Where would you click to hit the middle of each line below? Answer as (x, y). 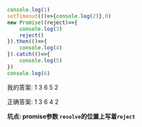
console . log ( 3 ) (41, 29)
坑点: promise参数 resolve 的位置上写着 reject (71, 116)
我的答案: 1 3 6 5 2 (33, 87)
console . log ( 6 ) (29, 73)
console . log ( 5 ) (41, 61)
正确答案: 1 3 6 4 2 (33, 102)
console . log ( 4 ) (41, 48)
